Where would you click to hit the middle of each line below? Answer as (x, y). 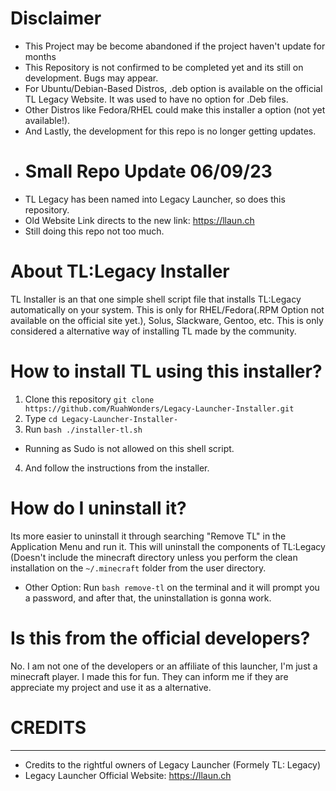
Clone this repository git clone (89, 399)
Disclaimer (56, 18)
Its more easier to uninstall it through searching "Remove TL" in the (148, 536)
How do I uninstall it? (98, 508)
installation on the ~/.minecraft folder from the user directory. (138, 568)
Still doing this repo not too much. (94, 231)
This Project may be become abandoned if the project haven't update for (175, 46)
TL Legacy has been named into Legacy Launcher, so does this (155, 199)
